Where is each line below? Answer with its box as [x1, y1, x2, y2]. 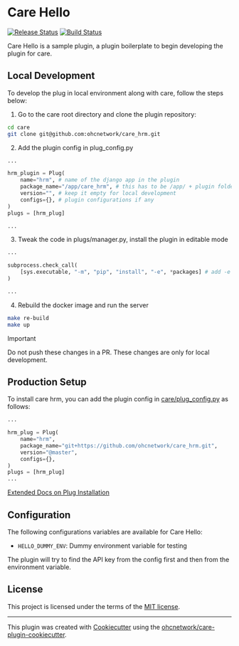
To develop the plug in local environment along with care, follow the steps [7, 88, 224, 97]
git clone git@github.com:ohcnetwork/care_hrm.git [7, 130, 161, 137]
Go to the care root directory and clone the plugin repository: [17, 110, 197, 118]
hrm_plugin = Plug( [7, 170, 65, 177]
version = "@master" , [20, 449, 78, 456]
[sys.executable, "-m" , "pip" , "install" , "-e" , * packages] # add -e [20, 268, 231, 276]
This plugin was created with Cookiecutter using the [7, 623, 160, 631]
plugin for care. [7, 49, 53, 58]
